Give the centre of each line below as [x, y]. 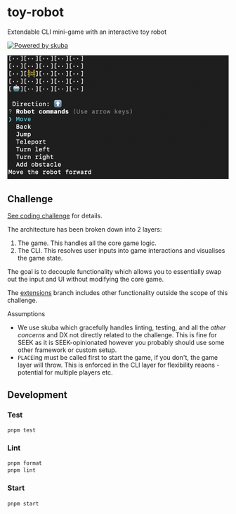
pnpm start [23, 503]
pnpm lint [22, 470]
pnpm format [25, 463]
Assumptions [26, 314]
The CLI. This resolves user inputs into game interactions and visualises [121, 251]
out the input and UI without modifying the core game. [86, 280]
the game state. [40, 258]
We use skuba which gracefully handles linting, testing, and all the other [122, 327]
